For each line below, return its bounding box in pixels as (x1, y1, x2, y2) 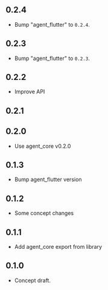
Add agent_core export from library (14, 243, 103, 251)
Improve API (14, 88, 45, 96)
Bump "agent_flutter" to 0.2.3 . (14, 54, 90, 62)
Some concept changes (14, 209, 74, 217)
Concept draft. (14, 277, 51, 284)
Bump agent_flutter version (14, 176, 82, 183)
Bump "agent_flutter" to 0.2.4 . (14, 21, 90, 28)
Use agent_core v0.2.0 (14, 142, 71, 150)
